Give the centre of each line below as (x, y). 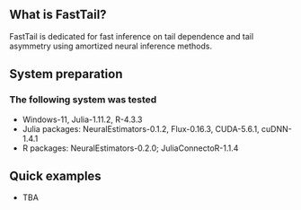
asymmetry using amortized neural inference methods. (111, 46)
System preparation (66, 74)
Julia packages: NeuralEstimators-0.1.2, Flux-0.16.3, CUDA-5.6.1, (141, 128)
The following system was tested (83, 100)
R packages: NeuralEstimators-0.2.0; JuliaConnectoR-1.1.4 (130, 148)
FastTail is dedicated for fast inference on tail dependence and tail (132, 36)
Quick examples (55, 175)
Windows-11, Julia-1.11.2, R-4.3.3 (82, 119)
